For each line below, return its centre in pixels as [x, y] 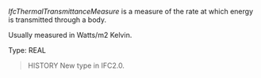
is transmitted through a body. [58, 20]
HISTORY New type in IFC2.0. [76, 65]
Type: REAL [27, 50]
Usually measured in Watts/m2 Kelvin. [70, 35]
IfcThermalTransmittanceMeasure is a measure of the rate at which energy [131, 11]
